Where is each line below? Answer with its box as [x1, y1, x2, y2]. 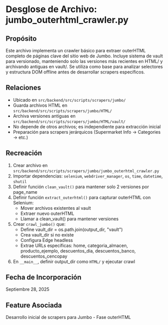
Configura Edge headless [20, 237, 73, 243]
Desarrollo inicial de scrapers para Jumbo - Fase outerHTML [6, 314, 131, 320]
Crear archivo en [13, 162, 48, 168]
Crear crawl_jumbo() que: [13, 221, 66, 227]
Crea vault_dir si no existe [20, 231, 74, 237]
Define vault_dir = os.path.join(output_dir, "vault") [20, 226, 123, 232]
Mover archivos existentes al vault [20, 205, 91, 211]
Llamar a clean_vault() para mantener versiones [20, 215, 119, 222]
